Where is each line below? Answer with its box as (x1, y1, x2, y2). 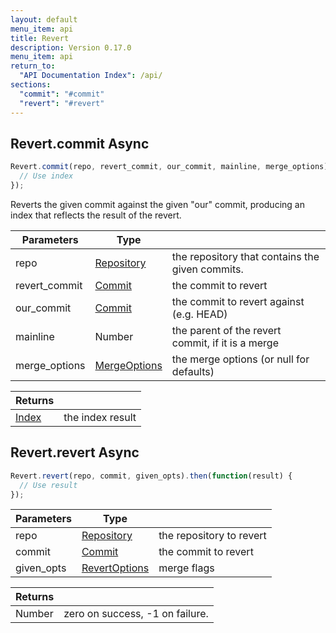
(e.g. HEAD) (171, 307, 228, 321)
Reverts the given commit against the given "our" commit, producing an (10, 198, 305, 210)
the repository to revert (158, 529, 267, 543)
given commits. (171, 262, 244, 276)
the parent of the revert (171, 323, 282, 337)
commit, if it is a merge (171, 336, 279, 350)
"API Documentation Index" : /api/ (19, 71, 163, 81)
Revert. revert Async (10, 444, 140, 461)
